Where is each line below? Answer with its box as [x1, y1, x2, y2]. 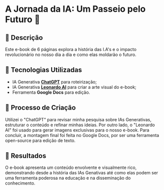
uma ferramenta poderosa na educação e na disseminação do [5, 175, 131, 181]
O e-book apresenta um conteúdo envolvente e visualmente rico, [5, 164, 137, 170]
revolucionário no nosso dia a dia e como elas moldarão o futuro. [5, 52, 137, 57]
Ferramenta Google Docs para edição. [12, 89, 90, 95]
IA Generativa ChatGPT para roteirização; [12, 79, 97, 84]
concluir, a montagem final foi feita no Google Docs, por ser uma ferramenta [5, 132, 160, 138]
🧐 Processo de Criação [5, 104, 76, 112]
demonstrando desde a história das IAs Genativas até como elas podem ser [5, 170, 159, 176]
